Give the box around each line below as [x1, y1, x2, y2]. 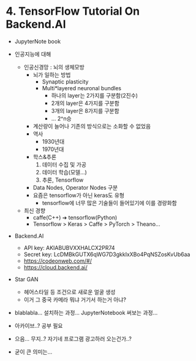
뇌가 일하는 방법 [32, 71, 71, 78]
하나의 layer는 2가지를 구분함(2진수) [51, 91, 138, 99]
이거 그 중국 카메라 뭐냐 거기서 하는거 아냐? [23, 296, 127, 303]
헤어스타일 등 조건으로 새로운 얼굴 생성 [23, 288, 116, 295]
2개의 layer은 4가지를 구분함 [51, 99, 120, 107]
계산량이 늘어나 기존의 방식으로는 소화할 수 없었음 [32, 122, 151, 130]
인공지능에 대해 [14, 50, 51, 58]
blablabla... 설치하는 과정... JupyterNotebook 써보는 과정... [14, 309, 158, 316]
